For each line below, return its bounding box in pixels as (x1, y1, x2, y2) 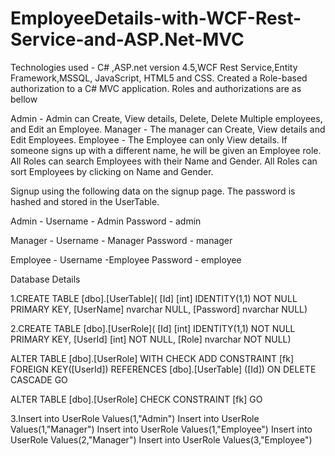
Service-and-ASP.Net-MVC (10, 28, 245, 51)
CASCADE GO (10, 373, 68, 386)
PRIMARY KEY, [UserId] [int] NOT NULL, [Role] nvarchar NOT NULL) (10, 333, 292, 345)
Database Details (10, 273, 81, 285)
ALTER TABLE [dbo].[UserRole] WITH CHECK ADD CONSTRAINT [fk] (10, 352, 295, 364)
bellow (10, 93, 38, 105)
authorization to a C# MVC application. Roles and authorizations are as (10, 82, 302, 94)
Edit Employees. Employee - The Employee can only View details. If (10, 133, 288, 146)
